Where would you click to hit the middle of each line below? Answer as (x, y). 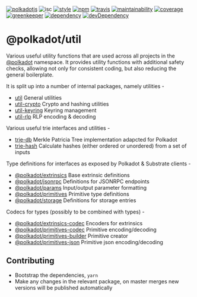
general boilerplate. (30, 75)
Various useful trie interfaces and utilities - (58, 128)
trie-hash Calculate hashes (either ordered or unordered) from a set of (101, 146)
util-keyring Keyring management (55, 110)
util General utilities (38, 97)
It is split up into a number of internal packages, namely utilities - (85, 86)
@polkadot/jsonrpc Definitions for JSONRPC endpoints (82, 181)
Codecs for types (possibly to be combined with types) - (75, 212)
